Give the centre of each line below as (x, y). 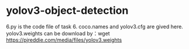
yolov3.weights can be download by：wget (58, 33)
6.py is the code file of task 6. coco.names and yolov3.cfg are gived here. (94, 27)
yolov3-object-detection (67, 11)
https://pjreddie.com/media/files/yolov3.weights (64, 40)
